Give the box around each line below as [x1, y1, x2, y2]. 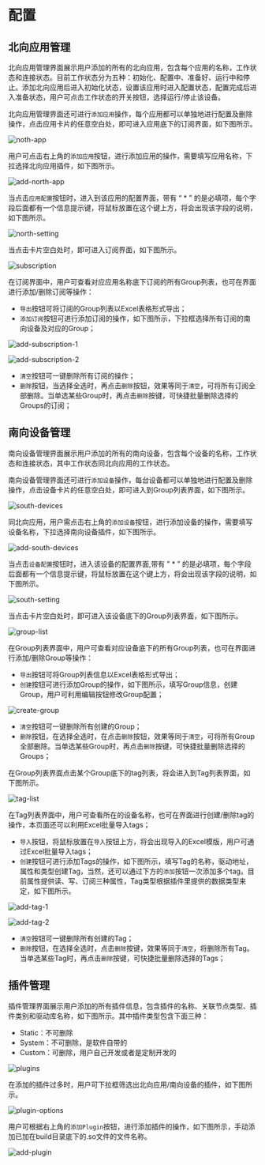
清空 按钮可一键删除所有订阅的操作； [19, 371, 136, 380]
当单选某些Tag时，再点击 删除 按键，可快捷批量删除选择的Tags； [19, 953, 226, 963]
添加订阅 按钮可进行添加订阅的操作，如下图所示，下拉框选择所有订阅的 [19, 314, 244, 323]
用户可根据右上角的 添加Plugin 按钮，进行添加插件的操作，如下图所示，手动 [8, 1122, 248, 1131]
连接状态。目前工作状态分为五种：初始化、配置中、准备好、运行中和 [21, 73, 243, 82]
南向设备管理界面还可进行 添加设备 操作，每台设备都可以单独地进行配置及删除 [8, 475, 253, 484]
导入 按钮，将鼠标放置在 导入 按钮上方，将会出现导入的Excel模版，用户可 [19, 836, 248, 846]
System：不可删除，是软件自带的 [19, 1038, 128, 1047]
